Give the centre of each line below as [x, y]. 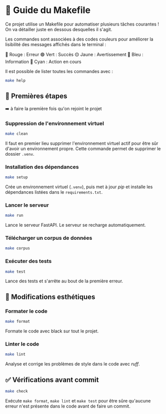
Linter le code [22, 344]
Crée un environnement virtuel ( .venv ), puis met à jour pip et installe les [79, 187]
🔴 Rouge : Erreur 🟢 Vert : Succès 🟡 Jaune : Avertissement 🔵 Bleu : [74, 54]
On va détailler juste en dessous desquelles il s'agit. [59, 29]
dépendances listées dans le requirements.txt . [54, 192]
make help [16, 80]
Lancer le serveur [27, 205]
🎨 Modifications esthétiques [50, 297]
